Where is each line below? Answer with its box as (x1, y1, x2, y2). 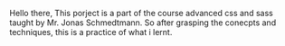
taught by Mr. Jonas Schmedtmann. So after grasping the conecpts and (9, 17, 277, 28)
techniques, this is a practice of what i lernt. (9, 27, 173, 37)
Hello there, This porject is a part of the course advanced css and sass (9, 8, 273, 18)
